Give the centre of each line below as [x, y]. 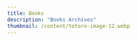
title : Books [26, 13]
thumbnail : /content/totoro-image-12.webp [68, 26]
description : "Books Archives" [52, 20]
